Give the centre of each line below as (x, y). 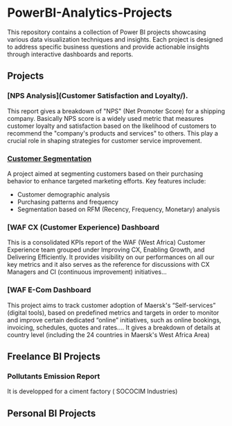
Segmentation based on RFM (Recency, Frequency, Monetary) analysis (118, 209)
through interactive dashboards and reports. (70, 54)
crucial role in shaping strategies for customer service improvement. (105, 140)
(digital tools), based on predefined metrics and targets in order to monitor (113, 312)
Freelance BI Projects (54, 356)
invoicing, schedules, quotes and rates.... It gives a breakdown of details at (114, 327)
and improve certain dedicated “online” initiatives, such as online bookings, (114, 320)
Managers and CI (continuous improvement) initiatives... (87, 272)
